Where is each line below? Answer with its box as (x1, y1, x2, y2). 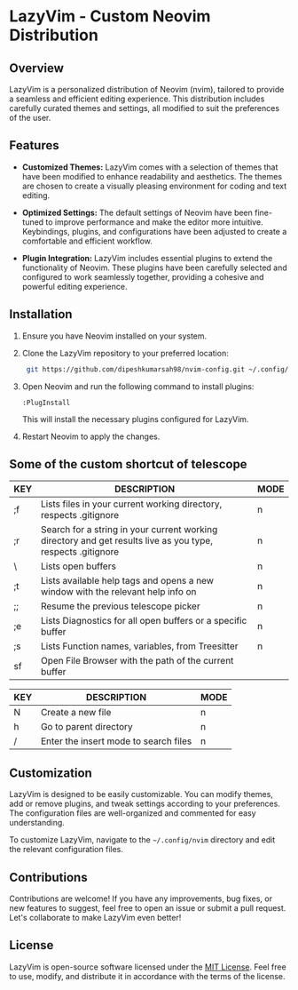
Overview (9, 60, 65, 76)
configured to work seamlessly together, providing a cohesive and (21, 271, 264, 282)
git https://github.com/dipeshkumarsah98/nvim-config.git (26, 364, 246, 374)
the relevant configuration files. (9, 844, 124, 855)
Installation (9, 307, 73, 322)
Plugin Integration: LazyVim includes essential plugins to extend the (21, 252, 273, 263)
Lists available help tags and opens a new (40, 575, 215, 587)
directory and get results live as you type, (40, 535, 213, 547)
